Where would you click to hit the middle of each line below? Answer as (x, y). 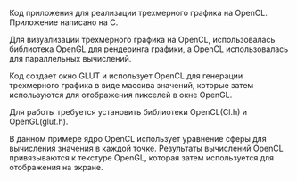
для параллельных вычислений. (70, 58)
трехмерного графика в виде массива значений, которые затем (132, 85)
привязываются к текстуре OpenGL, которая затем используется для (142, 158)
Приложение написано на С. (64, 22)
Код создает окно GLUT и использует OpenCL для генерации (126, 76)
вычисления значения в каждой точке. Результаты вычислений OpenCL (146, 148)
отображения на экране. (56, 167)
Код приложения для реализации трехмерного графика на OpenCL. (138, 13)
